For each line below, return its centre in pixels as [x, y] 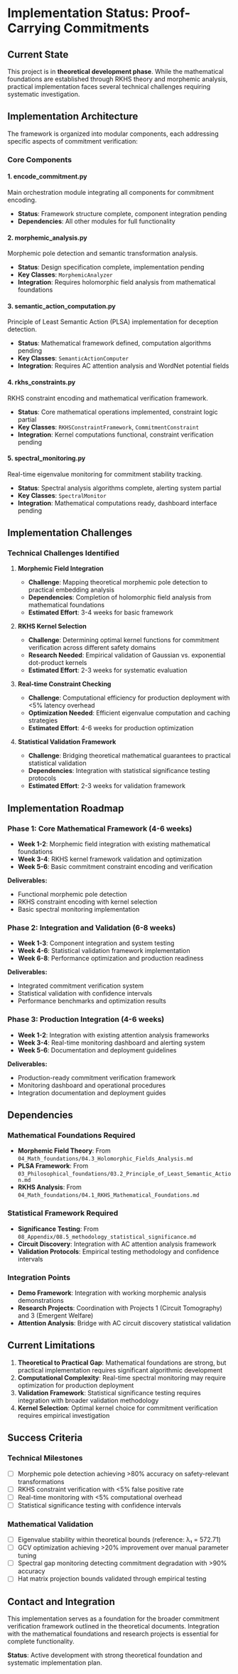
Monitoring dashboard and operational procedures [91, 1085]
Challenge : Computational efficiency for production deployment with [129, 698]
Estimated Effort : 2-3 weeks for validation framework [107, 786]
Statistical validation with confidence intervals [85, 993]
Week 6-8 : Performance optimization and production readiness [110, 959]
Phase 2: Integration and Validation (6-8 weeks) [92, 928]
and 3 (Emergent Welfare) [55, 1316]
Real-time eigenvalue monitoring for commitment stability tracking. [105, 474]
